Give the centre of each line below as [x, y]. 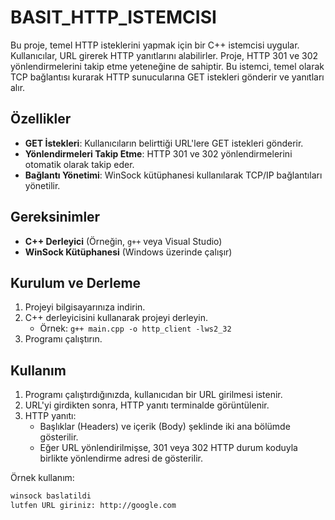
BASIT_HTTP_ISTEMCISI [113, 17]
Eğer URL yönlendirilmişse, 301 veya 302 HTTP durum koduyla [168, 448]
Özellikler [41, 119]
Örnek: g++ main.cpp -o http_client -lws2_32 [135, 328]
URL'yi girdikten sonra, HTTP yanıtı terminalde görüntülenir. [147, 405]
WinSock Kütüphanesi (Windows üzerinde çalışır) [128, 252]
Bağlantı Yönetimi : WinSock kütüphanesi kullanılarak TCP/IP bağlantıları [173, 175]
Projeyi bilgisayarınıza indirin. [85, 307]
